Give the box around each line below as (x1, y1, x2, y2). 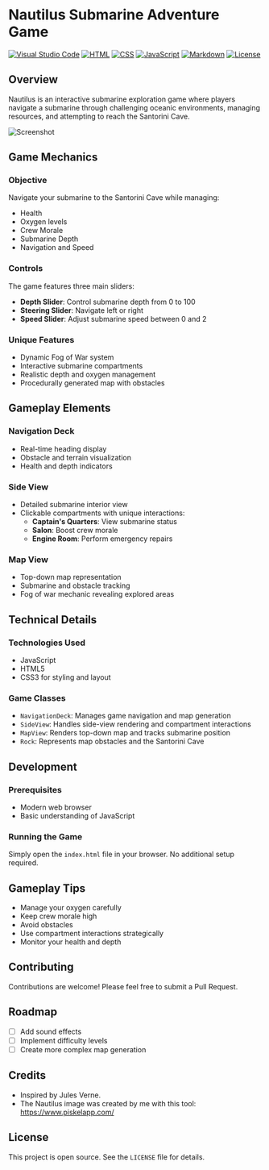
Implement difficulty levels (19, 1035, 108, 1045)
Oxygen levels (19, 217, 68, 227)
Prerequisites (8, 784, 62, 795)
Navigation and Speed (19, 243, 94, 252)
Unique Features (8, 334, 75, 345)
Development (8, 760, 78, 773)
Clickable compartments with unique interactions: (19, 508, 185, 518)
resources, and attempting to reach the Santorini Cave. (8, 111, 191, 121)
